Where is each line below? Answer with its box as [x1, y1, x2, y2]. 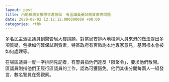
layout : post [5, 7, 33, 13]
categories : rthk [5, 21, 42, 27]
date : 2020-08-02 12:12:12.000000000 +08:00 [5, 17, 100, 22]
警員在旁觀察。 [22, 71, 54, 78]
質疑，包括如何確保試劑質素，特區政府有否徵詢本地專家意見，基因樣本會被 [9, 42, 164, 48]
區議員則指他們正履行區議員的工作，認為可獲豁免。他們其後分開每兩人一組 [5, 65, 159, 71]
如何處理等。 [5, 48, 32, 54]
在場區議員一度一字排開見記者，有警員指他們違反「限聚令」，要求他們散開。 [5, 59, 162, 65]
